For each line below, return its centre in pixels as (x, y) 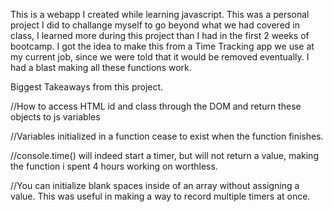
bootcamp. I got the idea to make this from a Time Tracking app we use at (162, 46)
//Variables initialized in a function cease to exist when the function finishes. (167, 136)
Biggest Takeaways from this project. (87, 87)
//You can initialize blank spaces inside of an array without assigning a (155, 185)
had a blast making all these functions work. (101, 67)
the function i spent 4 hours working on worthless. (114, 166)
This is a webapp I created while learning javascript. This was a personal (160, 14)
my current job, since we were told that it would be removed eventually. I (160, 57)
